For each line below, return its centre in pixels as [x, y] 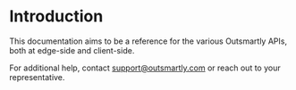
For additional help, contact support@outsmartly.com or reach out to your [145, 68]
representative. [37, 77]
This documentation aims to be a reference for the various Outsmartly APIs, [148, 41]
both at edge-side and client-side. [72, 50]
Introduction [56, 16]
